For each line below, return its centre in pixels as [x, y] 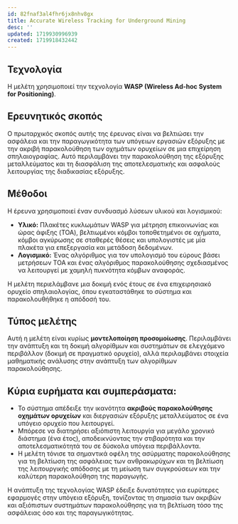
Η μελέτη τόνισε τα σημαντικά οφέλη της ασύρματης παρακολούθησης [124, 454]
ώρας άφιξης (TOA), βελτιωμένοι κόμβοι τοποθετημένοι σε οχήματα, [119, 232]
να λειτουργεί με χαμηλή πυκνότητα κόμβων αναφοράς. [102, 270]
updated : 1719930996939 [43, 34]
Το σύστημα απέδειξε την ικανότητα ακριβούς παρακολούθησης [115, 408]
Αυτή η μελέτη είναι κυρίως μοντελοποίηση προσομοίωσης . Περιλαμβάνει [119, 338]
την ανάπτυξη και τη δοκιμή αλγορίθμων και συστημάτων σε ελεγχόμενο [116, 346]
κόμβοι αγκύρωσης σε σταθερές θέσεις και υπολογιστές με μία [112, 240]
